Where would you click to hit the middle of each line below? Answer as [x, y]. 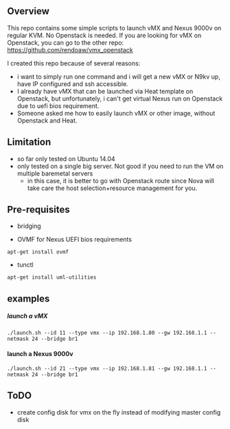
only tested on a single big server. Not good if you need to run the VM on [120, 166]
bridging [29, 226]
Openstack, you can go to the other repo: [66, 42]
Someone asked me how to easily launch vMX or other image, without [116, 113]
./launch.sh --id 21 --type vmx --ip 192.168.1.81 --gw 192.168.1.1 [107, 368]
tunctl [25, 265]
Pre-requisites [38, 210]
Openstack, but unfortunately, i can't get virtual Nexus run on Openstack [120, 98]
